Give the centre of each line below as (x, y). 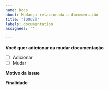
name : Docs (17, 10)
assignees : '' (20, 29)
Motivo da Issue (22, 73)
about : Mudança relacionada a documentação (52, 15)
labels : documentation (29, 24)
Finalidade (16, 83)
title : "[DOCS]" (22, 19)
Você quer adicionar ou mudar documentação (55, 48)
